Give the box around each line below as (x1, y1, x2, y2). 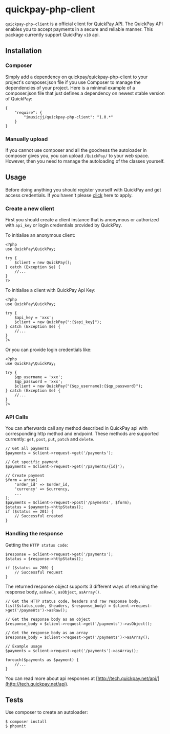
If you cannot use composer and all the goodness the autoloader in (5, 147, 147, 153)
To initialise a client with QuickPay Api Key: (5, 287, 96, 293)
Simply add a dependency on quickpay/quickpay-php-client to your (5, 74, 148, 80)
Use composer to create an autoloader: (5, 709, 88, 715)
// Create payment (5, 473, 45, 478)
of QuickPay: (5, 95, 33, 101)
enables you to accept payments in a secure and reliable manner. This (5, 26, 153, 32)
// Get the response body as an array (5, 630, 88, 635)
